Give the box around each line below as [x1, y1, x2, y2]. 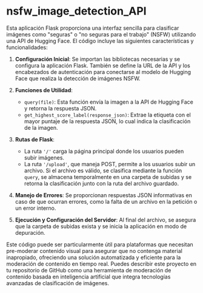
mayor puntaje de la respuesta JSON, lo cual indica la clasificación [24, 117, 191, 125]
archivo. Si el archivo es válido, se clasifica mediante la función [24, 167, 182, 174]
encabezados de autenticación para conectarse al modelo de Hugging [15, 68, 191, 75]
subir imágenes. [24, 153, 65, 161]
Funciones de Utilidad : [15, 86, 73, 93]
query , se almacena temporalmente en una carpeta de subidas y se [24, 173, 192, 180]
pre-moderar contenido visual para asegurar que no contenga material [6, 247, 183, 254]
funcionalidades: [6, 44, 48, 51]
